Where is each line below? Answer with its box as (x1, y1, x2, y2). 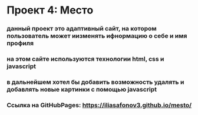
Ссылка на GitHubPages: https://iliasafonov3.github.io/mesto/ (6, 101, 192, 109)
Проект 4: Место (6, 4, 94, 17)
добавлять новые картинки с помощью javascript (6, 85, 157, 93)
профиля (6, 39, 34, 48)
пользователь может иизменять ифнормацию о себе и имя (6, 32, 187, 40)
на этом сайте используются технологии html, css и (6, 55, 164, 63)
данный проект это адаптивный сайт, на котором (6, 25, 157, 33)
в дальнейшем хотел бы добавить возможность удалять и (6, 77, 184, 86)
